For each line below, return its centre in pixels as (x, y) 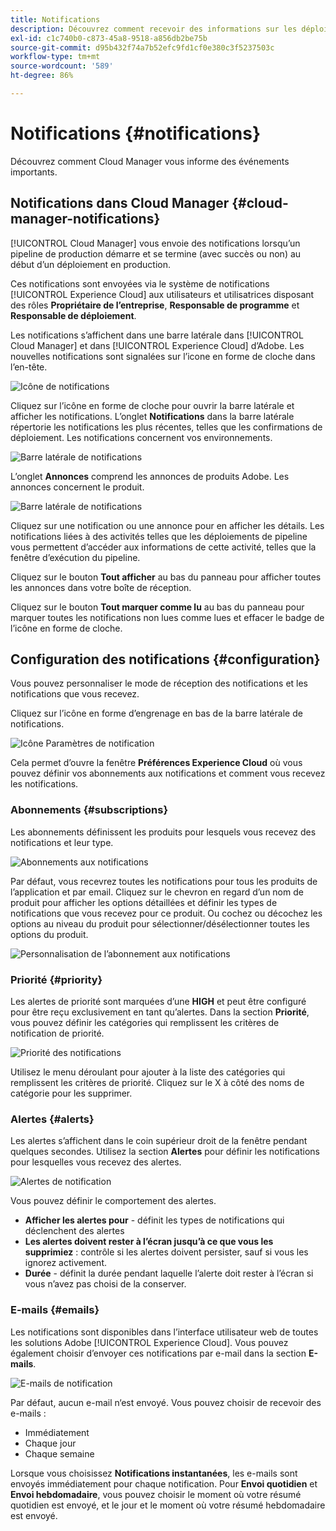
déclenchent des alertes (74, 1231)
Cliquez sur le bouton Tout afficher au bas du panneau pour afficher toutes (166, 577)
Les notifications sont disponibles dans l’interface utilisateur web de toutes (164, 1332)
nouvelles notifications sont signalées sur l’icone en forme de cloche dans (163, 356)
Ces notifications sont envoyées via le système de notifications (140, 283)
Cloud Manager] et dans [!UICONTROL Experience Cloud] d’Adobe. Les (157, 345)
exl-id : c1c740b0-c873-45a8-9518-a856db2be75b (109, 38)
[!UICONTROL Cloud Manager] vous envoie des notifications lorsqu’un (155, 243)
